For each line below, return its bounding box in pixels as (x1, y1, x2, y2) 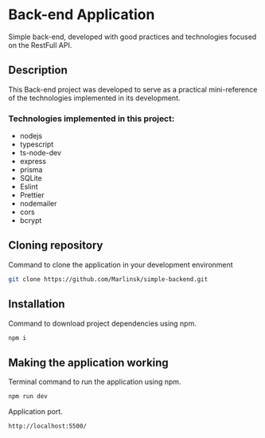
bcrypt (19, 216, 42, 225)
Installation (8, 297, 65, 311)
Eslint (19, 182, 38, 192)
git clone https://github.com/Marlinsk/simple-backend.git (8, 275, 208, 284)
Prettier (19, 190, 45, 200)
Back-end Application (8, 6, 155, 24)
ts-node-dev (19, 148, 62, 158)
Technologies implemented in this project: (8, 113, 175, 124)
